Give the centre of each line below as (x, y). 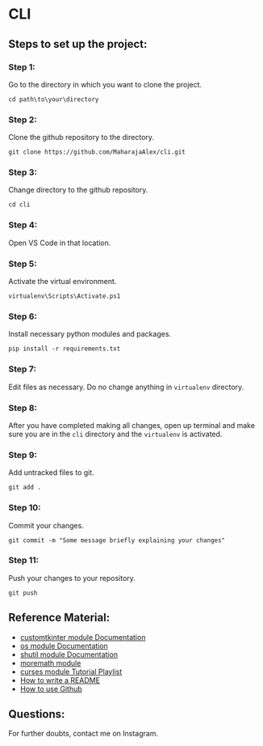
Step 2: (23, 120)
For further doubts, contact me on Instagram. (83, 734)
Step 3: (23, 172)
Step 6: (23, 316)
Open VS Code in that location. (60, 243)
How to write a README (60, 680)
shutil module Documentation (69, 654)
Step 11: (24, 561)
